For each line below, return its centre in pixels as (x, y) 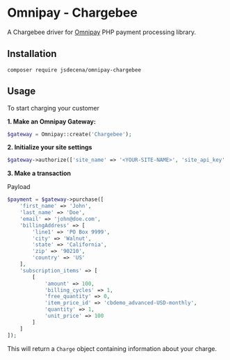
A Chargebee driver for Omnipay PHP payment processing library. (102, 32)
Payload (19, 187)
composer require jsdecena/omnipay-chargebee (74, 70)
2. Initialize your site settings (50, 147)
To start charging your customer (53, 108)
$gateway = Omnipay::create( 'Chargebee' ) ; (69, 134)
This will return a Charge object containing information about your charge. (112, 348)
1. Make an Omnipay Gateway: (51, 121)
